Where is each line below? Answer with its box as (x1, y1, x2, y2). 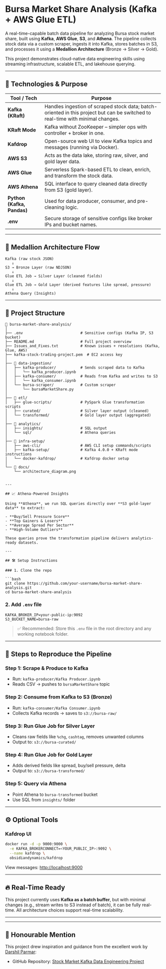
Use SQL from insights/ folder (12, 796, 76, 802)
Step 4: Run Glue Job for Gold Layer (5, 751, 93, 758)
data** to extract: (5, 506, 45, 510)
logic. (65, 204, 79, 211)
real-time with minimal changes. (44, 115, 120, 122)
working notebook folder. (17, 631, 69, 637)
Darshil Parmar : (5, 949, 37, 955)
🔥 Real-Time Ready (5, 883, 65, 892)
